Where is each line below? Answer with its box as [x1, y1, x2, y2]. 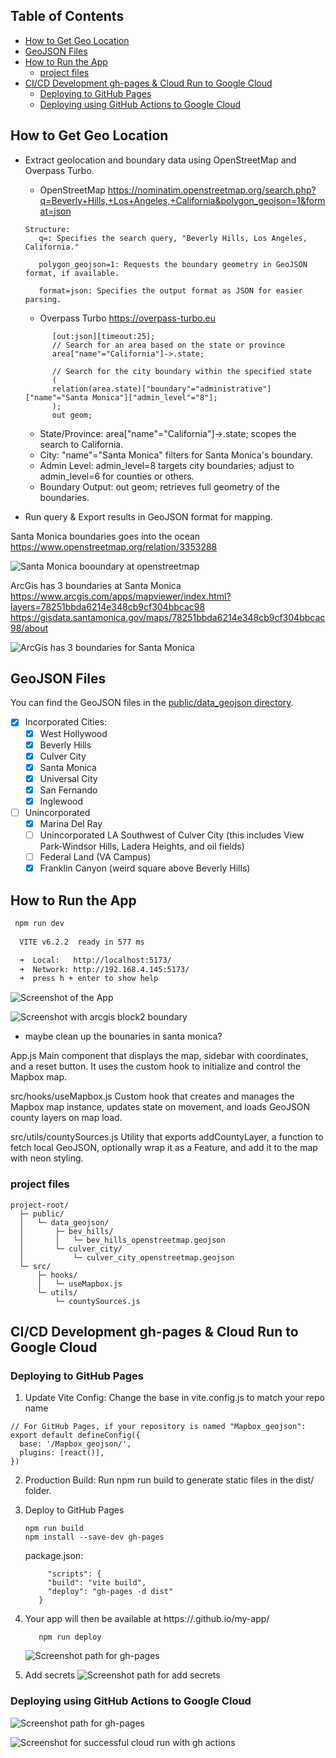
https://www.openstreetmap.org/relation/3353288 [10, 540, 218, 553]
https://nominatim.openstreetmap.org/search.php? [107, 184, 317, 196]
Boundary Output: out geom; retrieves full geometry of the [39, 480, 280, 493]
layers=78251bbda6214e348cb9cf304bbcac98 [10, 600, 206, 613]
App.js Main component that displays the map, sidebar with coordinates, [10, 1050, 309, 1062]
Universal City [39, 772, 98, 784]
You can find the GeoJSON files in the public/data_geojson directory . [10, 697, 294, 709]
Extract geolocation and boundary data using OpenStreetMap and [24, 154, 297, 166]
